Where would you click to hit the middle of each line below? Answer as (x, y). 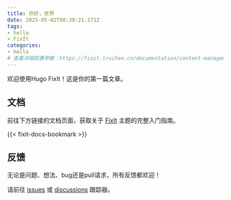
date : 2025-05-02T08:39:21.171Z (53, 20)
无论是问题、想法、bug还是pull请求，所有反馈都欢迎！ (84, 175)
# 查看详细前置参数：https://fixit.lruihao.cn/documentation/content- (106, 58)
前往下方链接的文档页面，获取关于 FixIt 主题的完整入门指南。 (93, 120)
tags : (15, 26)
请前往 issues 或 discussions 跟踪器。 (60, 190)
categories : (24, 45)
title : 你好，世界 (31, 13)
